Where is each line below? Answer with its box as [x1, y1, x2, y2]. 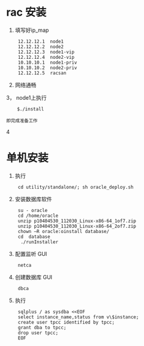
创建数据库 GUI [14, 273, 53, 281]
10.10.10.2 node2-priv [17, 64, 77, 71]
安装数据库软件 [14, 195, 52, 202]
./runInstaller [20, 238, 59, 245]
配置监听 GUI [14, 250, 47, 257]
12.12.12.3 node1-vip [17, 49, 75, 55]
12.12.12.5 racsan [17, 70, 67, 76]
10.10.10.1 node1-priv [17, 59, 77, 65]
